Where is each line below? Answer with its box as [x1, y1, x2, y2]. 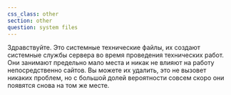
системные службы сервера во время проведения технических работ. [7, 51, 225, 59]
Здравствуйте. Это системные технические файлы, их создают [7, 44, 201, 52]
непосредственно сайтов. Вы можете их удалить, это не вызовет [7, 66, 207, 75]
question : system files [7, 24, 78, 31]
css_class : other [7, 10, 59, 18]
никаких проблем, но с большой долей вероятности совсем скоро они [7, 74, 225, 82]
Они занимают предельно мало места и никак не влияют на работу [7, 59, 215, 67]
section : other [7, 17, 53, 24]
